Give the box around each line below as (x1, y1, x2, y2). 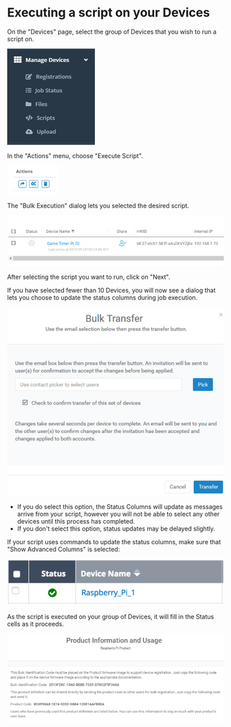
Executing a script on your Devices (7, 5, 210, 21)
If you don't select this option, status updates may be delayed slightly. (16, 524, 215, 533)
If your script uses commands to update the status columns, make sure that (7, 538, 221, 546)
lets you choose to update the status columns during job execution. (7, 293, 198, 302)
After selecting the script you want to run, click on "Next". (7, 273, 170, 281)
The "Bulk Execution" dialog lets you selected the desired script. (7, 201, 190, 210)
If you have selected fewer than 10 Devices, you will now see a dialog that (7, 287, 216, 295)
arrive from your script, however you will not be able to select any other (16, 510, 220, 518)
